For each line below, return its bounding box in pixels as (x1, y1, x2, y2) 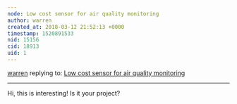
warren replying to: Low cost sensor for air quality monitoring (7, 68, 186, 77)
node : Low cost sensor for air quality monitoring (7, 10, 159, 18)
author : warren (7, 17, 52, 24)
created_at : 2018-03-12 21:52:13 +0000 (7, 23, 125, 30)
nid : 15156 (7, 37, 39, 44)
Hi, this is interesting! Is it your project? (7, 89, 121, 97)
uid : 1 (7, 50, 27, 57)
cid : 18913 (7, 43, 39, 50)
